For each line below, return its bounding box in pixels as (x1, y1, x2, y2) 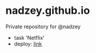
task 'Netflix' (13, 34, 45, 41)
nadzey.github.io (5, 4, 90, 17)
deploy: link (13, 40, 42, 47)
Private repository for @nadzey (5, 23, 81, 30)
